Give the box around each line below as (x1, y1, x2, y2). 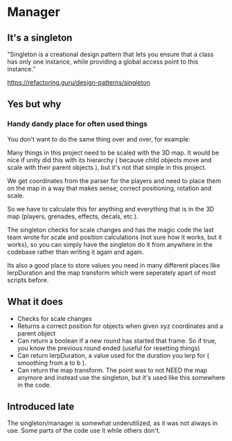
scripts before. (7, 275, 49, 284)
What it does (7, 296, 64, 308)
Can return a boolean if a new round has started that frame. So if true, (17, 336, 217, 345)
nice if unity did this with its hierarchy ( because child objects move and (7, 155, 212, 164)
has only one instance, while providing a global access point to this (7, 58, 199, 66)
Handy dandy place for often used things (7, 119, 148, 129)
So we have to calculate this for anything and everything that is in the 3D (7, 205, 215, 213)
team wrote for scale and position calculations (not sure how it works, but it (7, 233, 222, 241)
